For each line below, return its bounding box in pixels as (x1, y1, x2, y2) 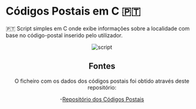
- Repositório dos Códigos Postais (59, 96, 145, 103)
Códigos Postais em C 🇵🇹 (5, 4, 141, 18)
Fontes (89, 61, 115, 71)
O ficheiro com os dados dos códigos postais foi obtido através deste (14, 77, 190, 85)
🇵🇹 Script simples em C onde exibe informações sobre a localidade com (5, 24, 190, 32)
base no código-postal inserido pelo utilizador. (5, 32, 123, 39)
